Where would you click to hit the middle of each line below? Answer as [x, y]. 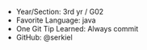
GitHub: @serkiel [44, 37]
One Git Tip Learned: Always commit [77, 29]
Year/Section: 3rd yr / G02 [60, 12]
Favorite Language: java [56, 20]
